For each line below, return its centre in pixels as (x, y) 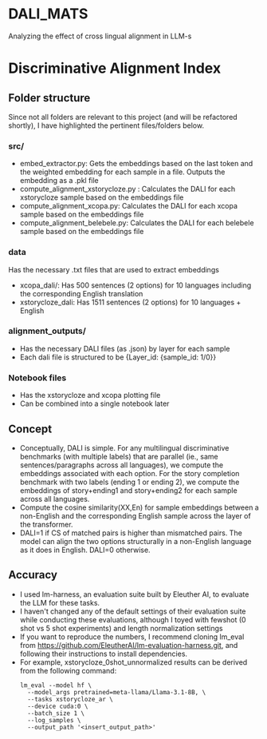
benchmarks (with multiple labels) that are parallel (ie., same (119, 456)
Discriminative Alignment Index (115, 68)
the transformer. (46, 524)
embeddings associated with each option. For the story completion (130, 473)
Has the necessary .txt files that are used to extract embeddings (114, 269)
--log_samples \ (54, 720)
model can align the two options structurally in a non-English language (135, 541)
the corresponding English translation (81, 293)
